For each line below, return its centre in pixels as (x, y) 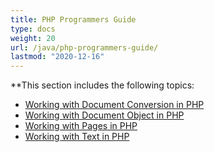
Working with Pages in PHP (81, 126)
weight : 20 (33, 38)
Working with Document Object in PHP (104, 115)
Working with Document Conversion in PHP (114, 105)
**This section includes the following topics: (102, 85)
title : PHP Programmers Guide (73, 19)
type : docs (33, 29)
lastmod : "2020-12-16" (57, 57)
